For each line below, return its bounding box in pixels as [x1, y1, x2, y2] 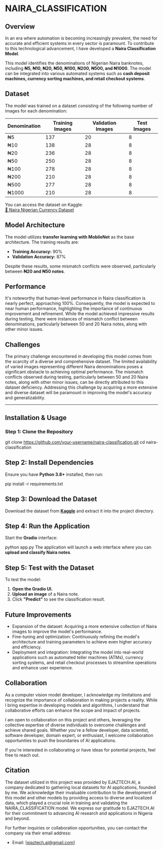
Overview [5, 22, 35, 31]
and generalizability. [5, 395, 46, 401]
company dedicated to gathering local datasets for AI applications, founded [5, 784, 156, 790]
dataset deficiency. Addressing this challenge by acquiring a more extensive [5, 384, 158, 390]
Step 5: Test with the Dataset [5, 564, 95, 572]
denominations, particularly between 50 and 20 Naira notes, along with [5, 321, 147, 327]
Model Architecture [5, 221, 65, 229]
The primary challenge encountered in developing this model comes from [5, 354, 152, 359]
